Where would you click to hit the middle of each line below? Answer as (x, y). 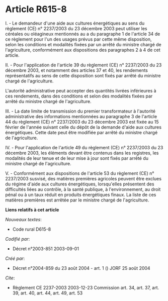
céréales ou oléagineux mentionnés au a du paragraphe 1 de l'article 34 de (83, 34)
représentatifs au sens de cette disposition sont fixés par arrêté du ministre (83, 75)
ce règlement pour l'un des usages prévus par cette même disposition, (78, 39)
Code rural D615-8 (32, 229)
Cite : (10, 278)
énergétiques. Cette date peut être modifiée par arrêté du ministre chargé (81, 132)
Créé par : (15, 258)
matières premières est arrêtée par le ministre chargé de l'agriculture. (77, 200)
